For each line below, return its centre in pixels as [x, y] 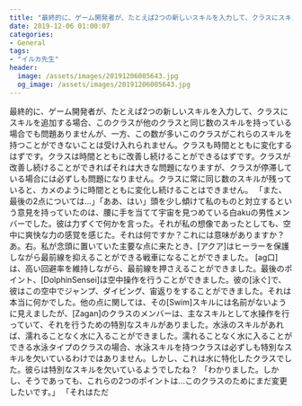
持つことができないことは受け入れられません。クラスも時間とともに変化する [151, 145]
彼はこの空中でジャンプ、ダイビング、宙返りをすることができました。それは [151, 291]
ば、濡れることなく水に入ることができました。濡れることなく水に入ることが [151, 335]
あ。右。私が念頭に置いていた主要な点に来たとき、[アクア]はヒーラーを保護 [150, 246]
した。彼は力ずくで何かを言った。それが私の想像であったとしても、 [158, 223]
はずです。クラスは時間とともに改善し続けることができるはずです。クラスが [150, 156]
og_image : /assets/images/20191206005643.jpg [104, 84]
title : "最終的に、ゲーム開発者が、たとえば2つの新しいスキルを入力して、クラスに [144, 18]
